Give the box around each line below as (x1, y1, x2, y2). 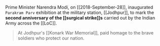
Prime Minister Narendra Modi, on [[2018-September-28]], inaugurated (5, 4, 153, 10)
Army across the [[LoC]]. (5, 20, 57, 26)
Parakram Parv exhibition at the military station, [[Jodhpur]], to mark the (5, 9, 154, 15)
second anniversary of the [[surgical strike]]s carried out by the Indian (5, 15, 155, 20)
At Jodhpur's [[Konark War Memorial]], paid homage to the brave (17, 30, 154, 35)
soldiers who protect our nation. (17, 35, 85, 41)
